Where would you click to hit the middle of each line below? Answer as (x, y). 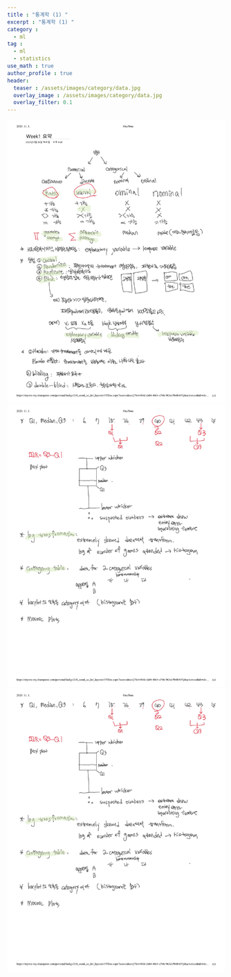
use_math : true (30, 66)
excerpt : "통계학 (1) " (41, 22)
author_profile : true (40, 73)
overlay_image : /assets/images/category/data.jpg (88, 95)
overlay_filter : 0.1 (43, 103)
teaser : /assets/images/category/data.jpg (77, 88)
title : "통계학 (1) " (38, 15)
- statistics (32, 59)
